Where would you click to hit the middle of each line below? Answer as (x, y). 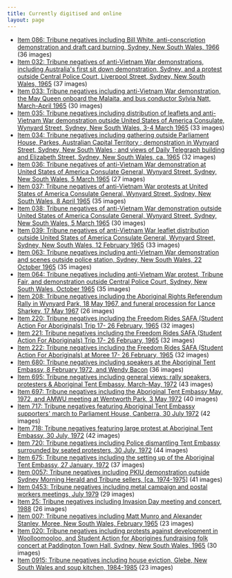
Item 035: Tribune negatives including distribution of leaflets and (109, 113)
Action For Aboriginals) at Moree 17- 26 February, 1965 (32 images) (113, 355)
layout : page (26, 20)
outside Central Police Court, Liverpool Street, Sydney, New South (111, 76)
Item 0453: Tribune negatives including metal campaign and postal (112, 486)
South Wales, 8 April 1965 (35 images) (71, 201)
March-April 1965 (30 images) (60, 106)
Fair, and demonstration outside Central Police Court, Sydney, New (112, 281)
